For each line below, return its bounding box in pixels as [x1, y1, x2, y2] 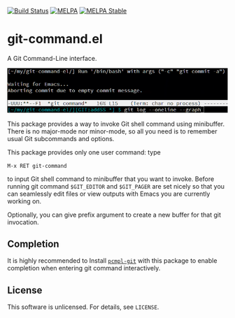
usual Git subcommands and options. [7, 134, 115, 143]
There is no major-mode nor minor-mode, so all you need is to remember [7, 127, 218, 136]
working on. [7, 196, 42, 205]
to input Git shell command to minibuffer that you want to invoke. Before [7, 175, 215, 183]
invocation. [7, 217, 40, 226]
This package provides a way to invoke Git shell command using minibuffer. [7, 120, 225, 128]
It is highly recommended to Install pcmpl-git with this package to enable [7, 256, 218, 265]
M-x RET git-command [7, 162, 68, 169]
